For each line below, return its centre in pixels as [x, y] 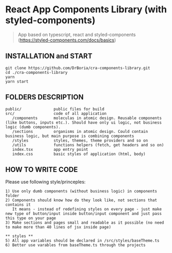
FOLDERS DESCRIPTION [44, 97]
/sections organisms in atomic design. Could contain [80, 131]
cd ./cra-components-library [36, 72]
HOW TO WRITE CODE [42, 170]
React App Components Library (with [86, 9]
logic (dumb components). [33, 127]
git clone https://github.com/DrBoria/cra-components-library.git [78, 68]
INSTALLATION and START [49, 56]
